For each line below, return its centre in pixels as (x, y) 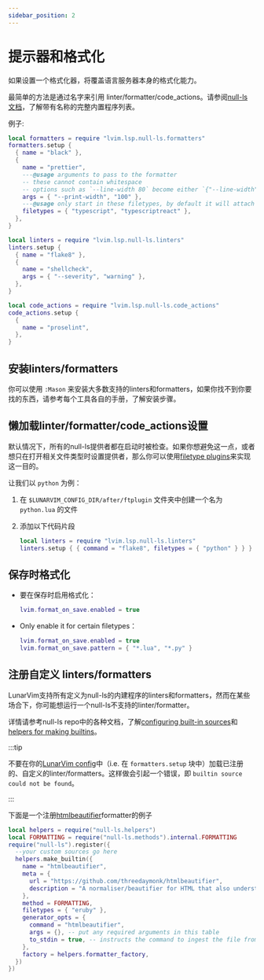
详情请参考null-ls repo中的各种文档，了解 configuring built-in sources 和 (123, 721)
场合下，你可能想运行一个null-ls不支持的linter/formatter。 (101, 705)
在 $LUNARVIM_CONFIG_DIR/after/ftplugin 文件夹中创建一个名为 (121, 499)
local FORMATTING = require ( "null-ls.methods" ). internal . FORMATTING (123, 837)
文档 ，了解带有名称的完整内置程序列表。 (73, 106)
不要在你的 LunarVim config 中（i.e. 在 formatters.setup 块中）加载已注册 (126, 763)
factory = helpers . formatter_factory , (86, 954)
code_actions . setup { (44, 313)
